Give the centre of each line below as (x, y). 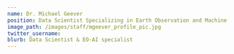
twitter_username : (34, 33)
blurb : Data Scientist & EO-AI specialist (70, 40)
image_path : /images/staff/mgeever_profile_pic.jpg (84, 27)
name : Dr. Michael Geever (45, 14)
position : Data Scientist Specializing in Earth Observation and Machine (117, 20)
